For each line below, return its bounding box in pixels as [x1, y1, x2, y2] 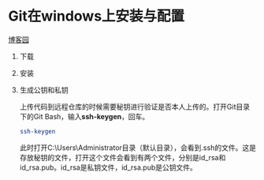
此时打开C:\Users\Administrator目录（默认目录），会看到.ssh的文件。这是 [19, 143, 256, 152]
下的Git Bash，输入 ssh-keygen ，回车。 [19, 111, 150, 121]
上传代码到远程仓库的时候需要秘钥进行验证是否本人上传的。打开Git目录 [19, 102, 251, 111]
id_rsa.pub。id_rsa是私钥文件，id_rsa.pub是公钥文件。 [19, 163, 197, 172]
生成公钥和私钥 [19, 84, 69, 95]
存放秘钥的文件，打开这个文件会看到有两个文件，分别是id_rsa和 [19, 152, 226, 162]
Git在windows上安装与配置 [8, 7, 185, 25]
